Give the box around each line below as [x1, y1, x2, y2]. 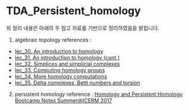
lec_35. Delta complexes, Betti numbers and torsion [14, 79, 140, 86]
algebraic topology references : [14, 36, 92, 43]
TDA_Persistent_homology [6, 4, 141, 18]
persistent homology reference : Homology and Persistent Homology [14, 90, 183, 98]
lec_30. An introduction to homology [14, 47, 104, 54]
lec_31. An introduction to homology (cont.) [14, 54, 120, 61]
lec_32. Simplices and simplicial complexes [14, 60, 120, 67]
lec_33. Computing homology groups [14, 66, 105, 73]
